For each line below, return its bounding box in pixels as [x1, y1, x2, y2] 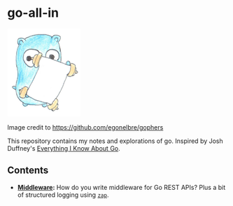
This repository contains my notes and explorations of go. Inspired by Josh [7, 137, 224, 145]
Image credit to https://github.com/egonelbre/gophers [7, 123, 164, 131]
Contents [7, 165, 49, 177]
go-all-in [7, 5, 59, 21]
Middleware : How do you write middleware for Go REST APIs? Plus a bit [17, 183, 226, 191]
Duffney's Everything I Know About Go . [7, 144, 120, 152]
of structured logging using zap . [17, 191, 109, 199]
